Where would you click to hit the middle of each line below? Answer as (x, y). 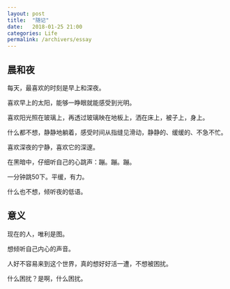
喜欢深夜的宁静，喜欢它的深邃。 (53, 147)
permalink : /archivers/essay (49, 40)
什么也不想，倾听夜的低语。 (47, 191)
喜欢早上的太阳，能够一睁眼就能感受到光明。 (71, 103)
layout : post (26, 14)
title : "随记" (28, 20)
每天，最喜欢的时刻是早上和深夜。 (56, 87)
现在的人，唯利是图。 (38, 234)
